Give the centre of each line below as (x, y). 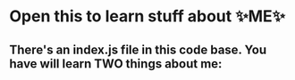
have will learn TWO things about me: (116, 64)
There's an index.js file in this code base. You (138, 49)
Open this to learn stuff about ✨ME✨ (147, 16)
